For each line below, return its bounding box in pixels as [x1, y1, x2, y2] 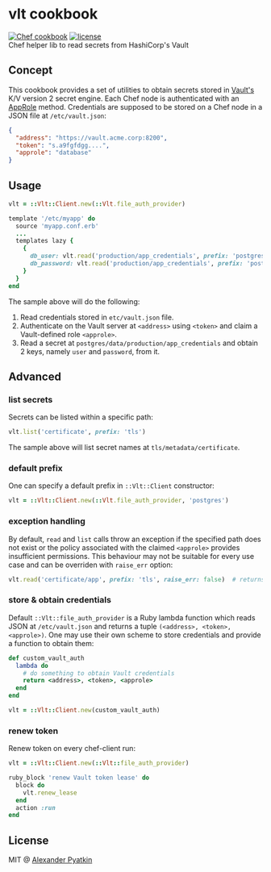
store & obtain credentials [8, 595, 111, 606]
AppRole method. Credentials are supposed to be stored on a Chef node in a [8, 102, 263, 111]
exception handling [8, 515, 86, 527]
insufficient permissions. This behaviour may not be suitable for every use [8, 551, 255, 561]
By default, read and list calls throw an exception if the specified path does [8, 534, 261, 544]
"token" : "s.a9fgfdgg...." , [15, 141, 110, 149]
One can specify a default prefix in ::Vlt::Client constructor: [8, 481, 215, 490]
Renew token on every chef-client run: [8, 744, 135, 753]
